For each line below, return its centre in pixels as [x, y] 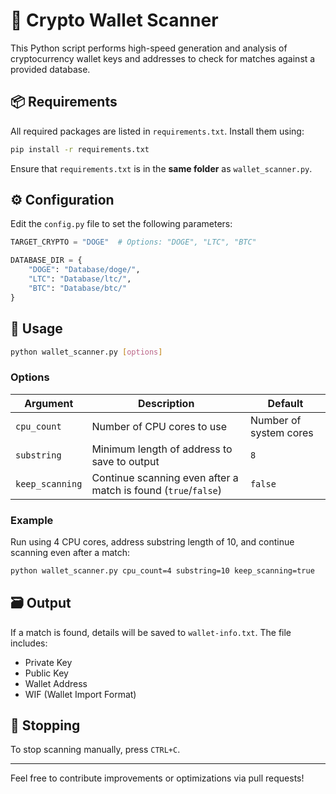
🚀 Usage [36, 329]
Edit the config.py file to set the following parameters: [121, 224]
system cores [281, 432]
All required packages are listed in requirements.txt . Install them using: [157, 131]
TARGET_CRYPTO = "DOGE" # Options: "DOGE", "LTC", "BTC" [133, 242]
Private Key [48, 662]
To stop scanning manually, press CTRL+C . [95, 750]
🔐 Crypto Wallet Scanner [114, 20]
